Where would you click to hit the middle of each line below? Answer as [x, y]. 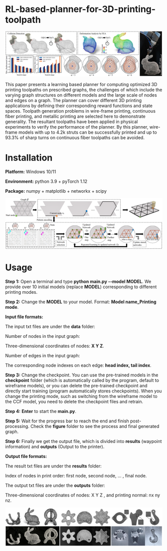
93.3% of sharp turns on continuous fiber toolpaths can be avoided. [75, 137]
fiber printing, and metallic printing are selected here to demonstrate [75, 116]
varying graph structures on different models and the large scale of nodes [81, 95]
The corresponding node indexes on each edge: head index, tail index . [78, 365]
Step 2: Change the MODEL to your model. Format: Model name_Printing [81, 302]
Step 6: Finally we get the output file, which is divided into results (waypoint [83, 441]
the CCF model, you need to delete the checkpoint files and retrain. [74, 401]
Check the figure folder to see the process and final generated [95, 426]
